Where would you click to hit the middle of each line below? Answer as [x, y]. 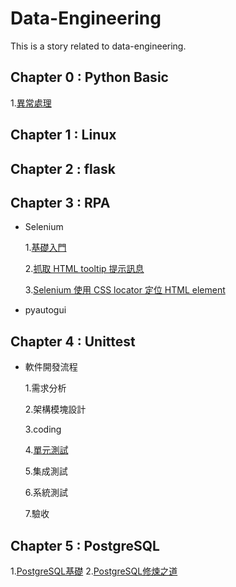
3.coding [43, 429]
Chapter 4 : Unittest [73, 341]
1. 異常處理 [31, 103]
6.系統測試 [46, 493]
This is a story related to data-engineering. [98, 46]
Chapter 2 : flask [63, 168]
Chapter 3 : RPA [60, 202]
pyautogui [45, 310]
